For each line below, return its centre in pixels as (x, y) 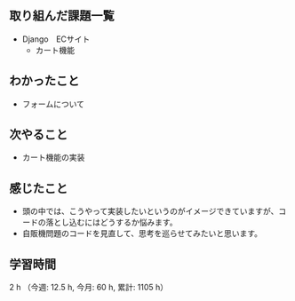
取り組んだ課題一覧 (62, 16)
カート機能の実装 (53, 157)
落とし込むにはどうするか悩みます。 (112, 222)
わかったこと (44, 81)
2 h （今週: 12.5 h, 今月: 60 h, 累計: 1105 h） (89, 288)
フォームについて (53, 104)
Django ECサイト (56, 39)
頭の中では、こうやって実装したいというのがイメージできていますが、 (150, 211)
